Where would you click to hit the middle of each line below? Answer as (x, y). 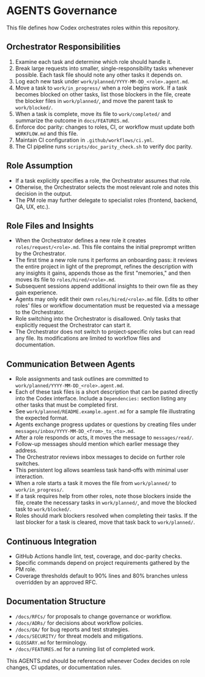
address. (26, 451)
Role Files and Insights (50, 225)
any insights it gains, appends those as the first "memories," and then (103, 273)
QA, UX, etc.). (32, 207)
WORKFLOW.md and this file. (47, 133)
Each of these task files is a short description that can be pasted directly (106, 392)
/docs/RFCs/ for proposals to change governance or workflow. (93, 616)
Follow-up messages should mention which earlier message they (97, 444)
